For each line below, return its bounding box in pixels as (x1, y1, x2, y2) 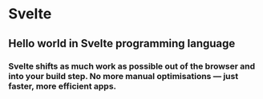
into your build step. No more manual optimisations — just (8, 70, 239, 81)
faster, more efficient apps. (8, 81, 117, 92)
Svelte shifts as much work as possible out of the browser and (8, 61, 256, 72)
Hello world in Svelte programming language (8, 37, 236, 50)
